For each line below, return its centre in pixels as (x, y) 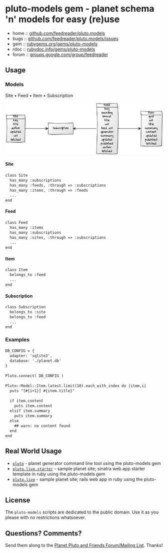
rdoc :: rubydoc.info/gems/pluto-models (54, 49)
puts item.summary (33, 416)
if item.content (26, 401)
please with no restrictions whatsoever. (45, 517)
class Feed (16, 223)
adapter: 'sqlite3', (31, 356)
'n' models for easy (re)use (62, 19)
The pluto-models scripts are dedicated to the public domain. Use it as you (82, 512)
